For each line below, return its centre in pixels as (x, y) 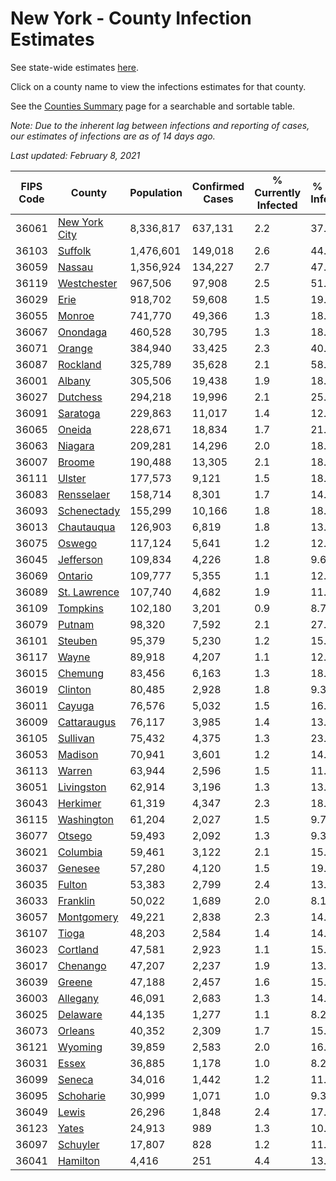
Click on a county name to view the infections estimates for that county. (158, 86)
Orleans (76, 1030)
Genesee (79, 868)
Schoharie (82, 1095)
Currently (278, 192)
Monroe (76, 315)
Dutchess (80, 397)
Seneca (75, 1079)
